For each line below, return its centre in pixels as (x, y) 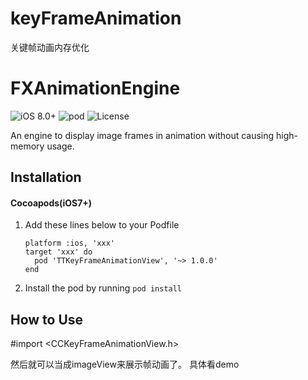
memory (27, 146)
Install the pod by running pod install (103, 288)
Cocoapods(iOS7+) (51, 203)
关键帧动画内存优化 (50, 47)
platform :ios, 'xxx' (69, 243)
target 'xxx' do (58, 252)
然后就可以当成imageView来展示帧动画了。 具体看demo (125, 364)
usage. (60, 146)
